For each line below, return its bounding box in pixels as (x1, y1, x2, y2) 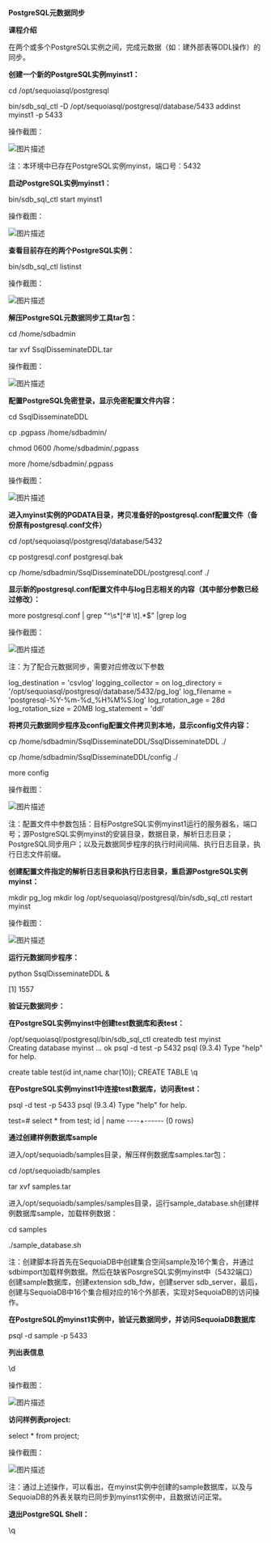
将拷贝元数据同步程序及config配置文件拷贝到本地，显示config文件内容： (8, 720, 252, 730)
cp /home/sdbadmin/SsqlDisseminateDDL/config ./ (8, 752, 178, 761)
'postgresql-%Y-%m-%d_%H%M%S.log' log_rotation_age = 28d (8, 695, 225, 705)
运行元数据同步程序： (8, 952, 79, 962)
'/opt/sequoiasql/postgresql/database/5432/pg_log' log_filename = (8, 687, 233, 696)
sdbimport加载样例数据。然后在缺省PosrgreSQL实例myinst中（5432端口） (8, 1267, 257, 1277)
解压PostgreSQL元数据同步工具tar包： (8, 313, 138, 322)
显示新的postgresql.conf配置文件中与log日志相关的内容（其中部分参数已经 (8, 584, 259, 594)
